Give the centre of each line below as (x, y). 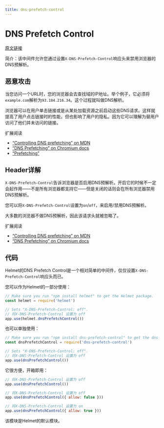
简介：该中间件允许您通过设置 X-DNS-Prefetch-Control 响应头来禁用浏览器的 (81, 58)
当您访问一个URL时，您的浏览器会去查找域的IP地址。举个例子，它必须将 (78, 94)
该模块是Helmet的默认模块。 (34, 421)
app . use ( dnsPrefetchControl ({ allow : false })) (54, 397)
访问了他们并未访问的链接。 (33, 123)
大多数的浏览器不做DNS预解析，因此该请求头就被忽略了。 (63, 216)
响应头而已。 (53, 276)
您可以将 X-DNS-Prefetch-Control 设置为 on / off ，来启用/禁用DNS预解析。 (77, 205)
